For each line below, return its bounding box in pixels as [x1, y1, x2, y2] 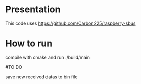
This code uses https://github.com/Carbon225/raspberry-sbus [5, 20, 136, 26]
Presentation [5, 4, 61, 15]
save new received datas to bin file [5, 74, 78, 80]
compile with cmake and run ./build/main [5, 54, 90, 60]
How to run [5, 38, 53, 49]
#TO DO [5, 64, 22, 70]
